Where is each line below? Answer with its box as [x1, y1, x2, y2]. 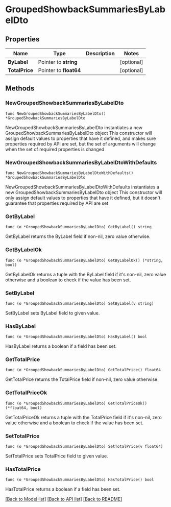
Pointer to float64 [38, 67, 81, 74]
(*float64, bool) [5, 405, 42, 411]
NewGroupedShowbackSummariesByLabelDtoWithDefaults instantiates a [5, 184, 159, 190]
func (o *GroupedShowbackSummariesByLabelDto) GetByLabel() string [5, 225, 152, 230]
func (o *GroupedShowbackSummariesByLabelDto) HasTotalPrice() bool [5, 477, 154, 482]
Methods [5, 84, 35, 93]
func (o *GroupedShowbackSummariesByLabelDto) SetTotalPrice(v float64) [5, 444, 163, 449]
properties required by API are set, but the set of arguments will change [5, 140, 156, 147]
